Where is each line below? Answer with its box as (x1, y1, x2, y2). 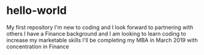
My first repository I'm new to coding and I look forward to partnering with (6, 24, 194, 31)
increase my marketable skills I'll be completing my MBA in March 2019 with (6, 36, 198, 44)
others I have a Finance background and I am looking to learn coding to (6, 30, 186, 37)
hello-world (6, 4, 67, 18)
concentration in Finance (6, 43, 69, 50)
